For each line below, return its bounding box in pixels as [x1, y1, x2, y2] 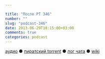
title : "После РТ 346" [5, 11, 52, 16]
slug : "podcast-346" [5, 21, 48, 26]
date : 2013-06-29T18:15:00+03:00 [5, 25, 74, 30]
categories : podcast [5, 35, 48, 40]
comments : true [5, 30, 37, 35]
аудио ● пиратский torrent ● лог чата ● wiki [5, 48, 100, 54]
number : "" [5, 16, 28, 21]
